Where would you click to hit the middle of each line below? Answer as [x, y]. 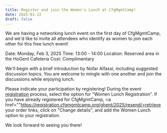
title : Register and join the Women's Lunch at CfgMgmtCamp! [71, 10]
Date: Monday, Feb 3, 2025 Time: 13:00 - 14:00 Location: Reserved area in [82, 53]
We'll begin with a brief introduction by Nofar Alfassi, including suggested [81, 68]
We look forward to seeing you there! [44, 125]
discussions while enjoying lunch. [40, 79]
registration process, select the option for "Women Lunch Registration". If [81, 94]
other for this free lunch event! [37, 44]
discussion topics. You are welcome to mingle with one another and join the [83, 74]
